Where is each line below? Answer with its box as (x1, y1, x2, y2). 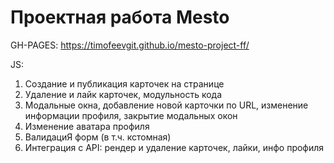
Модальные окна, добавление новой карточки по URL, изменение (24, 99, 309, 111)
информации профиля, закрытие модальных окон (24, 109, 238, 121)
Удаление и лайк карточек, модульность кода (24, 88, 223, 100)
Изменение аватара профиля (24, 120, 150, 132)
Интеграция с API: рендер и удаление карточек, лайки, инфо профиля (24, 141, 325, 153)
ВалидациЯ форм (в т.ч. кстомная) (24, 131, 172, 143)
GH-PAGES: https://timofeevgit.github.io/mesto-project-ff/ (10, 39, 250, 51)
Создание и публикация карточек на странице (24, 77, 225, 90)
